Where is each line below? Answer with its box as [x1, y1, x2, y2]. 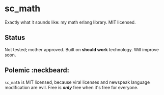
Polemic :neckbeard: [4, 66, 70, 74]
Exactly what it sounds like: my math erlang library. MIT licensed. [4, 19, 136, 25]
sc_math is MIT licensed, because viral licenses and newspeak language [4, 79, 150, 85]
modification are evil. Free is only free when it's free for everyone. [4, 84, 138, 90]
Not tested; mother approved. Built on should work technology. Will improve [4, 46, 159, 52]
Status [4, 33, 26, 42]
